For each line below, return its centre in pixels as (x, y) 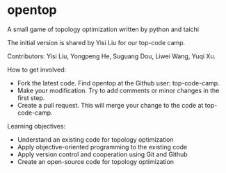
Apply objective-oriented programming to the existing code (102, 147)
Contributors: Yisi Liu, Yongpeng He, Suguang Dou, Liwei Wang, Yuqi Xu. (112, 56)
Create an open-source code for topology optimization (96, 161)
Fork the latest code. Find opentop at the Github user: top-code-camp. (119, 83)
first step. (31, 98)
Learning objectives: (37, 126)
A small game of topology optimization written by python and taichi (103, 29)
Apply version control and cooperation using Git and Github (102, 154)
